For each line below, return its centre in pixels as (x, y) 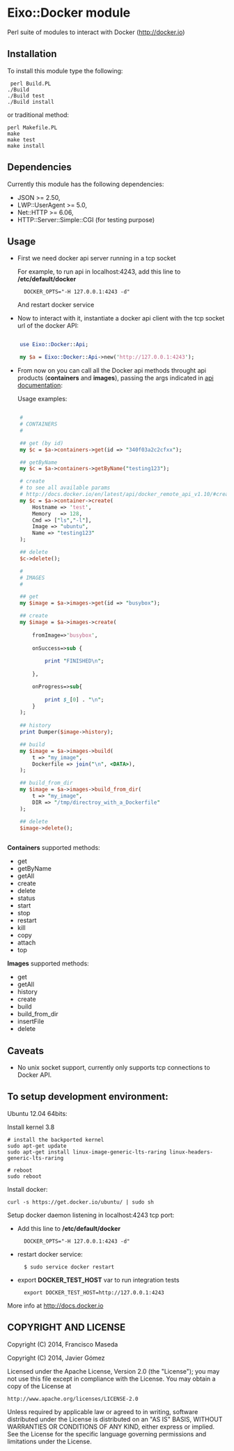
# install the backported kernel (56, 1140)
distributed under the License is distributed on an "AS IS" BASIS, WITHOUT (115, 1419)
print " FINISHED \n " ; (74, 661)
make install (26, 146)
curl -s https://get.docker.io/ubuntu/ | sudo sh (81, 1202)
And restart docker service (56, 305)
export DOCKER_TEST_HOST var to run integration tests (98, 1280)
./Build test (26, 95)
